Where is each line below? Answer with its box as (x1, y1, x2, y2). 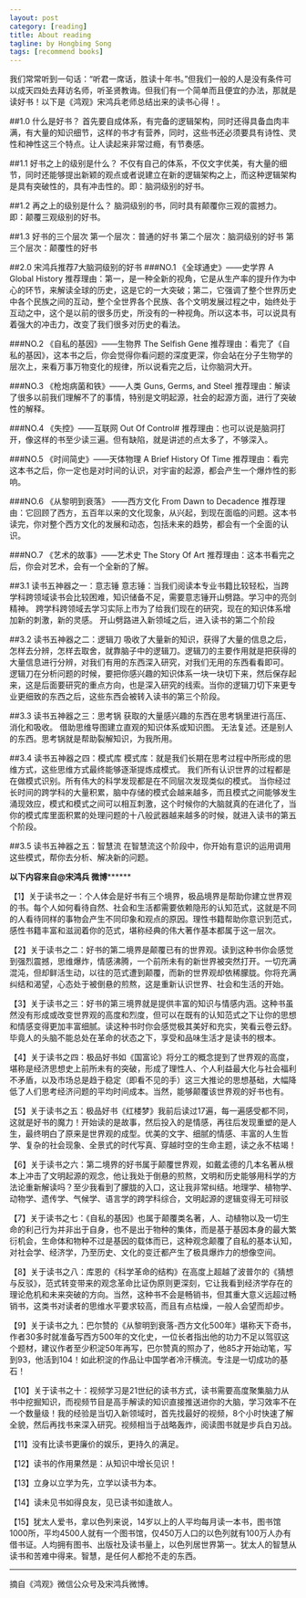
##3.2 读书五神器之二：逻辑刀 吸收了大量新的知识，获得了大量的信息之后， (9, 634, 291, 645)
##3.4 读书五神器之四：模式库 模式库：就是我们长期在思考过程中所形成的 (9, 752, 284, 763)
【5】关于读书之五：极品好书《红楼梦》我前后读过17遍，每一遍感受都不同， (9, 1106, 293, 1117)
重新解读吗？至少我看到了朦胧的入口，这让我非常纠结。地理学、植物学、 (25, 1182, 297, 1193)
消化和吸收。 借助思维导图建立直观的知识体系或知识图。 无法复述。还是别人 (9, 722, 293, 733)
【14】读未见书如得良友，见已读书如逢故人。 (9, 1497, 178, 1508)
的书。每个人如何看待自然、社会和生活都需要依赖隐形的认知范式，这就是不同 (9, 902, 297, 913)
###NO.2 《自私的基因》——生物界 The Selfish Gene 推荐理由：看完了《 (9, 339, 282, 350)
